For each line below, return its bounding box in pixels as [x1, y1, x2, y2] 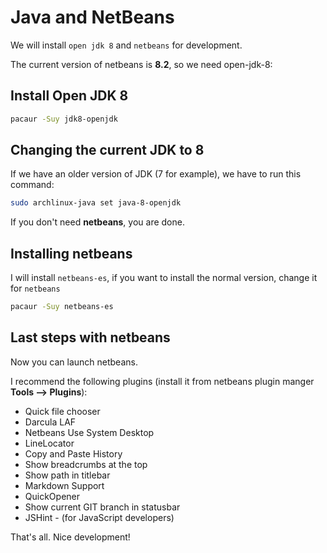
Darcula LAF [24, 416, 77, 428]
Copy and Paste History [24, 447, 123, 460]
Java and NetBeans [10, 6, 175, 29]
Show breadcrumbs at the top [24, 458, 148, 470]
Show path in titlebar [24, 469, 111, 481]
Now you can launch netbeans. [10, 356, 138, 368]
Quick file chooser [24, 405, 101, 417]
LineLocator [24, 437, 75, 449]
